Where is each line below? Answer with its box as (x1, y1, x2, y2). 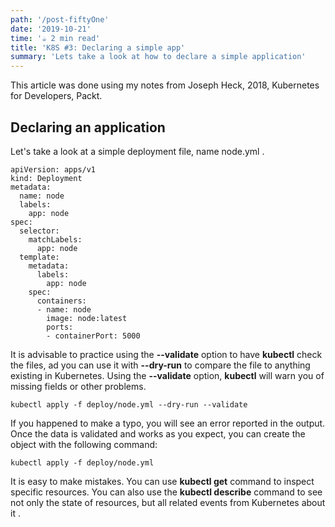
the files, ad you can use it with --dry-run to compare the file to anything (10, 359, 311, 371)
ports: (46, 322, 74, 332)
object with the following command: (10, 438, 158, 450)
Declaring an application (10, 119, 166, 136)
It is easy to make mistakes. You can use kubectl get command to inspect (10, 475, 315, 487)
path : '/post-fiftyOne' (10, 14, 110, 25)
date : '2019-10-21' (10, 24, 92, 34)
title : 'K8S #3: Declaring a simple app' (10, 42, 186, 53)
